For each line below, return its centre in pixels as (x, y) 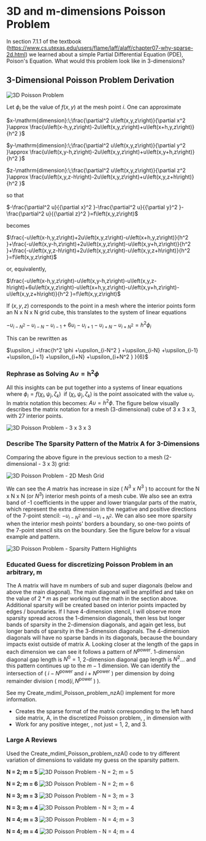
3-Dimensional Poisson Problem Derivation (90, 80)
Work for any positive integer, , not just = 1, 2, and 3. (81, 724)
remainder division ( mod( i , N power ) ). (54, 680)
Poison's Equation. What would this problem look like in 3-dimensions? (96, 61)
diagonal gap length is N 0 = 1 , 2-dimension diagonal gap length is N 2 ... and (101, 659)
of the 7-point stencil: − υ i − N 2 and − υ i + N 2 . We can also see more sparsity (100, 516)
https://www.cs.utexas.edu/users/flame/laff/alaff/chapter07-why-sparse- (101, 48)
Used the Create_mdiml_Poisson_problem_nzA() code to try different (93, 753)
